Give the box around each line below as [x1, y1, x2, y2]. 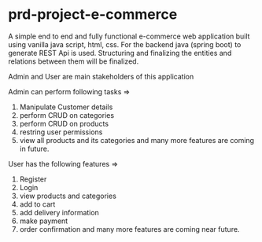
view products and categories [19, 191, 116, 200]
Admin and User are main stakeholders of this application [8, 71, 194, 81]
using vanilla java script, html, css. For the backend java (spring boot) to [8, 39, 242, 49]
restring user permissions [19, 127, 103, 137]
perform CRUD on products [19, 119, 109, 128]
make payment [19, 216, 68, 225]
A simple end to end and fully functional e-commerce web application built [8, 31, 250, 41]
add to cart [19, 199, 56, 209]
